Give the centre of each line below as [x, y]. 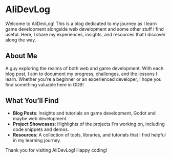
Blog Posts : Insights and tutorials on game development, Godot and [84, 113]
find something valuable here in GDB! [45, 84]
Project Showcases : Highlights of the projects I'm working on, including [89, 124]
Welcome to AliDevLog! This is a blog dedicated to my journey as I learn [81, 24]
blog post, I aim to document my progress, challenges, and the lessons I [81, 74]
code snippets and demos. [41, 129]
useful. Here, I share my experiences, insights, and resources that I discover [85, 34]
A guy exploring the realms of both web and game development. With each [84, 68]
